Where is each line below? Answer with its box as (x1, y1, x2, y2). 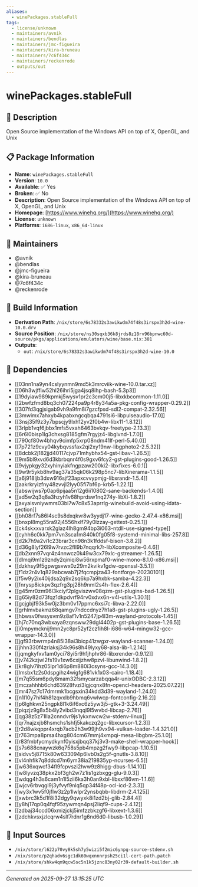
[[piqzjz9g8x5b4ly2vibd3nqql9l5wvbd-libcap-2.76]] (14, 706, 141, 713)
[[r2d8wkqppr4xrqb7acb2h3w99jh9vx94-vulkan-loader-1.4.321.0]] (14, 725, 178, 732)
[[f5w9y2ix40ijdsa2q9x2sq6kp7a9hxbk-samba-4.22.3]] (14, 575, 150, 582)
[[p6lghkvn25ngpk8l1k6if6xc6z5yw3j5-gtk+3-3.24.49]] (14, 700, 150, 707)
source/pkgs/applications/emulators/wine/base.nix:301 (14, 336, 153, 342)
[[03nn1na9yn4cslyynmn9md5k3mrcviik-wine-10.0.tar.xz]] (14, 380, 157, 387)
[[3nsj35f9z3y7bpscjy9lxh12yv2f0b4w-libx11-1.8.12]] (14, 418, 143, 425)
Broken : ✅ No (14, 190, 49, 197)
